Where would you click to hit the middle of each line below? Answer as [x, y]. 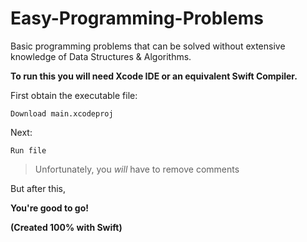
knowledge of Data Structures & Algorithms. [101, 56]
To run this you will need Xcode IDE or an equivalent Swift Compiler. [154, 76]
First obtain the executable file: [74, 95]
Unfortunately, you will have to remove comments [137, 169]
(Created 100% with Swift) [66, 227]
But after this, [38, 188]
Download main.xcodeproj [62, 113]
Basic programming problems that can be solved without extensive [148, 46]
